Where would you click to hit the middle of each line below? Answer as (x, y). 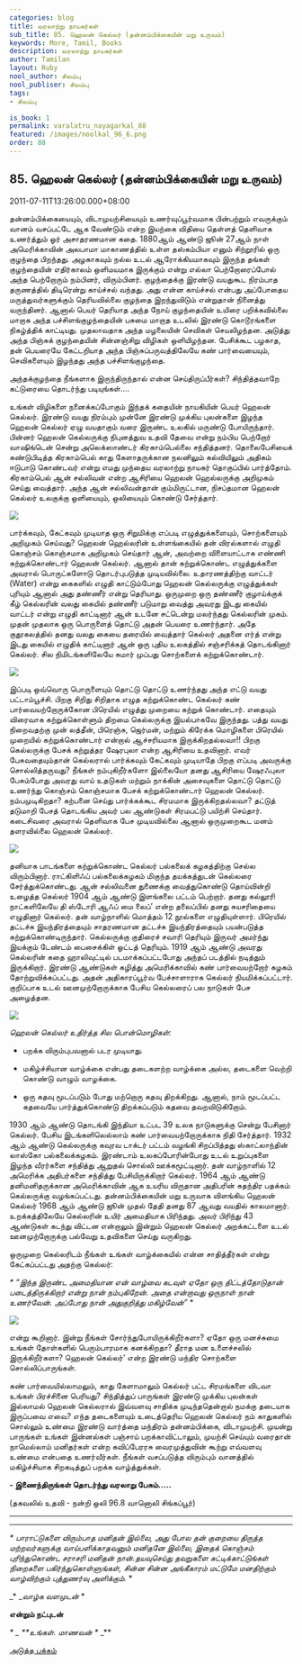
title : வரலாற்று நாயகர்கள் (54, 26)
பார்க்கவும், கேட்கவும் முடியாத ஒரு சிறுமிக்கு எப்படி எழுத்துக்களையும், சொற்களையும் (148, 532)
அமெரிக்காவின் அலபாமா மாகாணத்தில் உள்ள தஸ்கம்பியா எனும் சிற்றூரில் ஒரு (145, 249)
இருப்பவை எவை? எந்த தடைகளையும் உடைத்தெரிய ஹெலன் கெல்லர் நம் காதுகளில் (151, 1415)
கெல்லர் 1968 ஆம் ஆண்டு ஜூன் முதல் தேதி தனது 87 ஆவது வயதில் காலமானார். (150, 1205)
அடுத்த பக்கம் (33, 1650)
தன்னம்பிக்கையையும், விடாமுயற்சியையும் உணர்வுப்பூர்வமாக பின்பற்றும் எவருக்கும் (148, 218)
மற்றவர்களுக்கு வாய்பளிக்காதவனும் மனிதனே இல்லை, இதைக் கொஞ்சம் (132, 1547)
